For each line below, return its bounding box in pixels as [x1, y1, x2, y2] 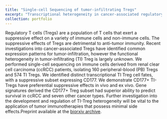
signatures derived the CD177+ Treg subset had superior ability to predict [5, 87, 156, 94]
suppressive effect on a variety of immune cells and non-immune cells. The [5, 35, 160, 41]
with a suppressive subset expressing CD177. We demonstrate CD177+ [5, 77, 150, 83]
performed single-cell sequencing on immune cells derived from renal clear [5, 61, 160, 67]
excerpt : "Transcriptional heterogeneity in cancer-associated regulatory [5, 12, 164, 17]
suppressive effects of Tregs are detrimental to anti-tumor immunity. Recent [5, 40, 161, 46]
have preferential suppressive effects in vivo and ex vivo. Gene [18, 82, 147, 88]
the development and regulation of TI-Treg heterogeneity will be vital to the [5, 98, 159, 104]
